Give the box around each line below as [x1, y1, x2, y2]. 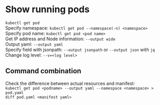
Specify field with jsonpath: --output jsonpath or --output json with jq [5, 46, 155, 52]
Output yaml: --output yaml [5, 41, 64, 47]
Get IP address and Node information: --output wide [5, 36, 116, 42]
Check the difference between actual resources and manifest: [5, 80, 135, 86]
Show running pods [5, 4, 90, 15]
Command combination [5, 67, 82, 75]
